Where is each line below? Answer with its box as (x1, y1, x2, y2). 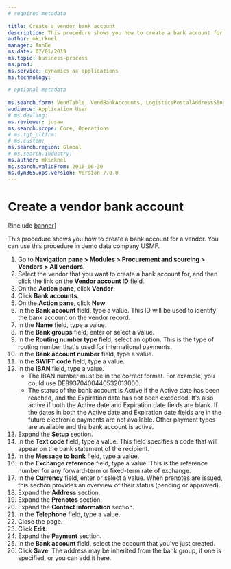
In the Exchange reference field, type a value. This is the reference (17, 459, 208, 468)
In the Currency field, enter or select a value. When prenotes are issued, (17, 474, 223, 482)
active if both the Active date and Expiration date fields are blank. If (27, 401, 218, 409)
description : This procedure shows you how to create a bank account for (8, 29, 223, 36)
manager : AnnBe (8, 42, 51, 49)
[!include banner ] (8, 221, 57, 230)
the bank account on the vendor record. (17, 313, 131, 322)
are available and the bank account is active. (27, 423, 154, 431)
